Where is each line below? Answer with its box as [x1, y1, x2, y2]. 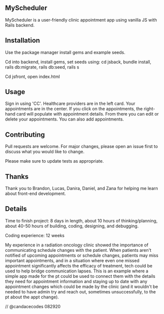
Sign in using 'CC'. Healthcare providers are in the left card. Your [5, 100, 136, 107]
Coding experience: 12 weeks [5, 232, 65, 238]
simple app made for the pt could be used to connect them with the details [5, 273, 156, 279]
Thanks [5, 172, 29, 181]
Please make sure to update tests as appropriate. [5, 158, 104, 164]
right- [143, 106, 155, 112]
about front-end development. [5, 191, 66, 196]
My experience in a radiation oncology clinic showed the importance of [5, 242, 148, 248]
